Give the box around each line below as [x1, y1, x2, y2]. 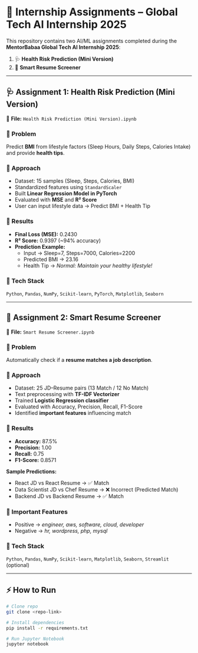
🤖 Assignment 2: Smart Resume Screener [6, 312, 161, 323]
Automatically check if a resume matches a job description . [6, 357, 153, 364]
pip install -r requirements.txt [6, 625, 88, 631]
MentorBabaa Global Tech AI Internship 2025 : [6, 44, 121, 51]
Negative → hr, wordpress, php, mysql [14, 527, 108, 534]
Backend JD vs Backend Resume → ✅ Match [14, 492, 124, 500]
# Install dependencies [6, 619, 65, 625]
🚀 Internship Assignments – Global [6, 5, 178, 19]
